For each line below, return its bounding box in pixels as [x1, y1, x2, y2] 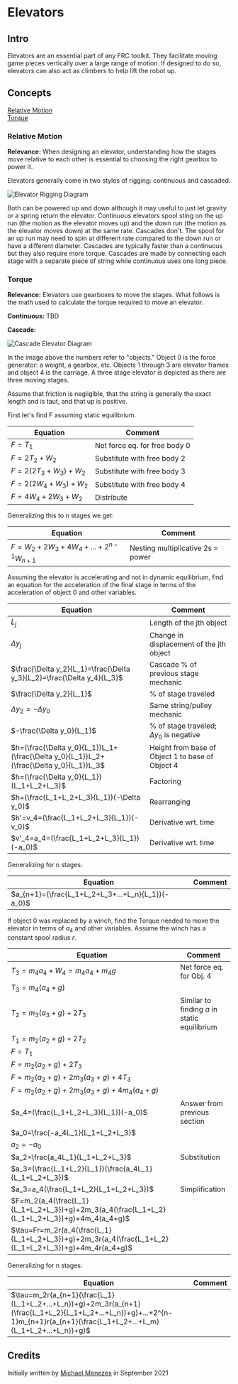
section [180, 1116, 205, 1126]
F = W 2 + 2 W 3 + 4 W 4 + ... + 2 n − [11, 540, 118, 553]
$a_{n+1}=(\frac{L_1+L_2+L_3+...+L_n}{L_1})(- [11, 889, 170, 899]
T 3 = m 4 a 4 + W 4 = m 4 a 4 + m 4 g [11, 965, 117, 977]
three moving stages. [7, 376, 69, 385]
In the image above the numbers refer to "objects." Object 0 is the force [7, 353, 216, 362]
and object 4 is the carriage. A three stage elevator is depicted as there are [7, 368, 227, 377]
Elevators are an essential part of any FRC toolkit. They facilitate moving [7, 51, 217, 60]
